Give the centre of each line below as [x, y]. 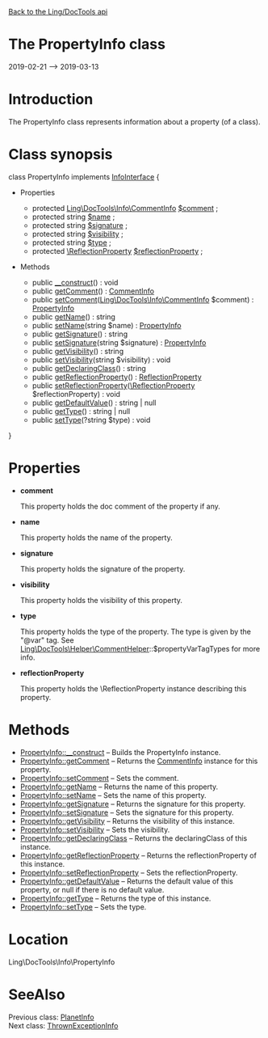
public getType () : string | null [81, 411]
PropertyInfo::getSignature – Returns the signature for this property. [133, 804]
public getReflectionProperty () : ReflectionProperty [117, 377]
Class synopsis [61, 155]
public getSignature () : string [80, 334]
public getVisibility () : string [77, 351]
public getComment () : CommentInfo [93, 291]
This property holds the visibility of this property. [101, 600]
